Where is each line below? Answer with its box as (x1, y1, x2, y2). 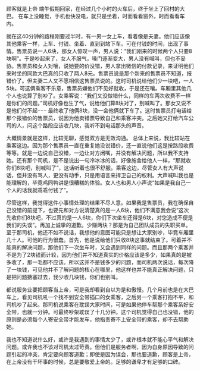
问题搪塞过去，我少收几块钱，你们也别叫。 (16, 273, 121, 281)
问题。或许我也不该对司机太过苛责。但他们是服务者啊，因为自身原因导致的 (6, 344, 189, 350)
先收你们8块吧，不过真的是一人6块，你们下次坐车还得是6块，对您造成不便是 (6, 214, 193, 221)
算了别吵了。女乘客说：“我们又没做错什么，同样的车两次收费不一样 (26, 92, 192, 99)
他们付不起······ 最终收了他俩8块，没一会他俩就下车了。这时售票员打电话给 (11, 107, 192, 114)
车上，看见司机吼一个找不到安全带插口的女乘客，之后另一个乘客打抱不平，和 (6, 294, 194, 300)
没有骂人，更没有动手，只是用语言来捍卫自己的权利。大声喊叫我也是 (26, 172, 194, 178)
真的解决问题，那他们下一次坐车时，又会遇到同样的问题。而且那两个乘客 (11, 244, 189, 251)
